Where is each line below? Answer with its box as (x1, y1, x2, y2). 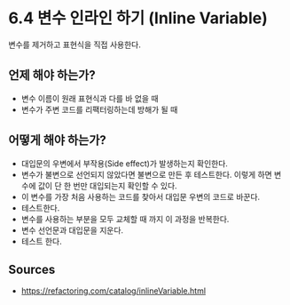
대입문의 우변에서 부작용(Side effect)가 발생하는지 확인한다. (20, 157, 228, 169)
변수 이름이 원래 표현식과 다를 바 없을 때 (20, 92, 159, 103)
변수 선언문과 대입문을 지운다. (20, 224, 124, 236)
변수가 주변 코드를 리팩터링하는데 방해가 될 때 (20, 104, 178, 115)
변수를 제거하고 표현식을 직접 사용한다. (8, 39, 141, 50)
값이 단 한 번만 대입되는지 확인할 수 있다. (37, 180, 178, 191)
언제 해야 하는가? (8, 68, 96, 83)
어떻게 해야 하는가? (8, 132, 107, 148)
